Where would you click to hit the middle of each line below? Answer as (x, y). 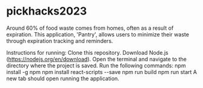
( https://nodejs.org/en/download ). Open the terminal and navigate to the (96, 59)
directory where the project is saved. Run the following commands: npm (96, 66)
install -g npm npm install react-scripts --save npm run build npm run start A (102, 72)
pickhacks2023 (47, 11)
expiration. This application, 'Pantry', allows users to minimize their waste (98, 34)
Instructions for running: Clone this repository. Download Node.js (87, 52)
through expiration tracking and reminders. (60, 41)
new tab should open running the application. (63, 78)
